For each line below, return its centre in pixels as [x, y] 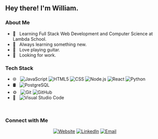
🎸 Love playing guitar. [36, 49]
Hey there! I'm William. [42, 8]
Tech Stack [19, 68]
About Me [18, 23]
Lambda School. [30, 39]
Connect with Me [27, 120]
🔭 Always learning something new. [49, 44]
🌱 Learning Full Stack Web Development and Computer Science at [83, 33]
